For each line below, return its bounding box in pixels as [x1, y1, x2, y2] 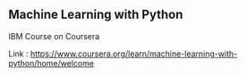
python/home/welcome [8, 57, 95, 68]
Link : [8, 48, 29, 59]
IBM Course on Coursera [8, 30, 100, 41]
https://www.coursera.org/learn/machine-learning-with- [30, 48, 238, 59]
